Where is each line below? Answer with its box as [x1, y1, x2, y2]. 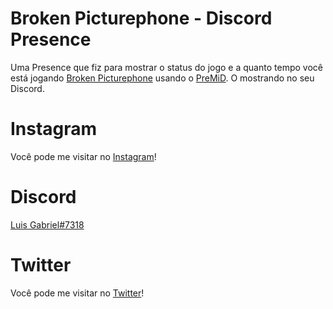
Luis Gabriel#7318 [10, 218, 85, 231]
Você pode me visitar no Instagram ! [10, 150, 157, 162]
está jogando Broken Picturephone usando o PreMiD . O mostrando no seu [10, 72, 315, 84]
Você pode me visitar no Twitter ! [10, 287, 145, 299]
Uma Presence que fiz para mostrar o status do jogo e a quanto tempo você [10, 61, 323, 73]
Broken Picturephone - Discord [10, 7, 273, 30]
